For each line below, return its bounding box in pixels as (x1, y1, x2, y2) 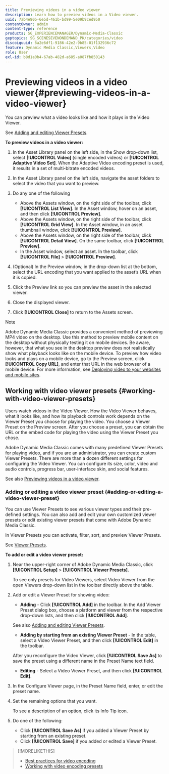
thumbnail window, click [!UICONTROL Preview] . (20, 227, 122, 233)
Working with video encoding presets (25, 763, 103, 769)
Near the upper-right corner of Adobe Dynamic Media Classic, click (12, 562, 153, 568)
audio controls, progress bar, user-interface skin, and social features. (5, 466, 149, 472)
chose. (5, 435, 20, 441)
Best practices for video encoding (25, 758, 96, 764)
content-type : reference (5, 26, 58, 31)
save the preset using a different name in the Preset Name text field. (12, 658, 155, 664)
